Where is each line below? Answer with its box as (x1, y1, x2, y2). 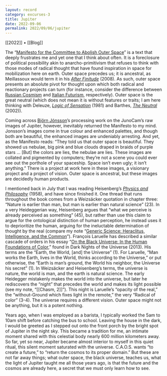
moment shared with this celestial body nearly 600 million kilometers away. (5, 333, 160, 339)
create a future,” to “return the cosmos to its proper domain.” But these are (5, 349, 159, 355)
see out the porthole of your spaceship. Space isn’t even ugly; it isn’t (5, 160, 146, 166)
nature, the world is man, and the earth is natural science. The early (5, 270, 145, 276)
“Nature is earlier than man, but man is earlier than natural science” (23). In (5, 201, 160, 207)
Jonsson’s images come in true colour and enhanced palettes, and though (5, 128, 158, 134)
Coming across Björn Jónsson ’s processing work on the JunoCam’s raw (5, 117, 153, 123)
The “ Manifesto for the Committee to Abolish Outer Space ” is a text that (5, 49, 152, 55)
